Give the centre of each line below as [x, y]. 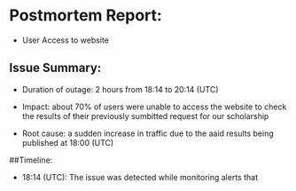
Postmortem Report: [86, 16]
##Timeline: [31, 160]
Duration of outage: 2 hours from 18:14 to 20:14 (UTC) [120, 89]
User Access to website [65, 40]
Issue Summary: [55, 68]
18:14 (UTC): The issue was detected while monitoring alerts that [140, 177]
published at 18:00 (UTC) [68, 142]
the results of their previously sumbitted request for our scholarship [145, 115]
